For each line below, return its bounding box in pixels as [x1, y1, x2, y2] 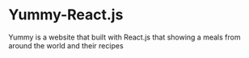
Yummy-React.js [8, 6, 124, 24]
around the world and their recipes [8, 40, 124, 50]
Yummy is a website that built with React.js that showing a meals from [8, 32, 241, 42]
